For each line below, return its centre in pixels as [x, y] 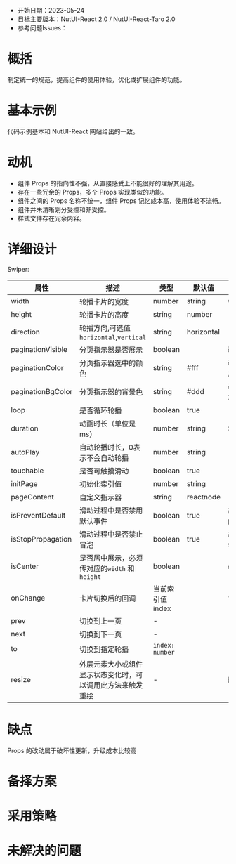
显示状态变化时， [108, 674]
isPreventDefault [38, 515]
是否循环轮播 [101, 410]
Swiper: [18, 269]
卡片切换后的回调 [108, 598]
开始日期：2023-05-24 [51, 10]
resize [21, 679]
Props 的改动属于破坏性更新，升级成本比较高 [72, 750]
